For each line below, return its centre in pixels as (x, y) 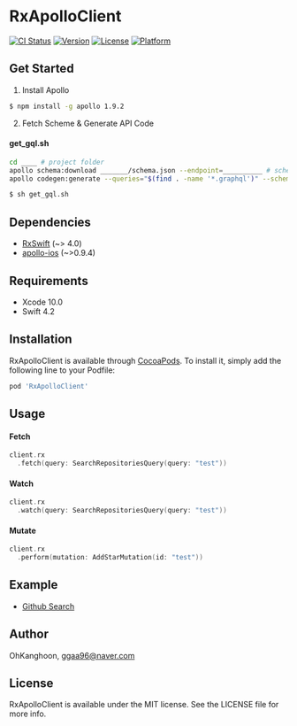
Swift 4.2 (38, 311)
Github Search (48, 606)
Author (29, 634)
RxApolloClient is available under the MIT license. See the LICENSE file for (144, 705)
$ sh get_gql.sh (39, 195)
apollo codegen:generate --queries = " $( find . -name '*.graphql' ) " (134, 179)
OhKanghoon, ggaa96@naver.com (72, 655)
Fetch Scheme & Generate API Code (88, 123)
